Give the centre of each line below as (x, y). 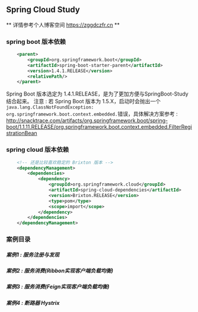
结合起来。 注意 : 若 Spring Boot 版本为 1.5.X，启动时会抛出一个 (84, 101)
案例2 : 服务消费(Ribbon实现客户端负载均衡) (60, 271)
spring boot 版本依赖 (36, 42)
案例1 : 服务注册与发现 (33, 254)
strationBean (22, 133)
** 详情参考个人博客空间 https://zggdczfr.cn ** (63, 25)
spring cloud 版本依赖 (38, 149)
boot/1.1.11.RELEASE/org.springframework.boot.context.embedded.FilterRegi (99, 127)
